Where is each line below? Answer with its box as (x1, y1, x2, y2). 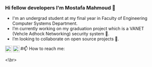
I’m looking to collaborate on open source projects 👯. (12, 36, 119, 42)
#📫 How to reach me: (20, 46, 65, 51)
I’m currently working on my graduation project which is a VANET (12, 26, 144, 32)
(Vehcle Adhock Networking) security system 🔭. (12, 31, 109, 37)
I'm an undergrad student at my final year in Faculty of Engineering (12, 16, 148, 21)
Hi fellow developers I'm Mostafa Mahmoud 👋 (5, 4, 116, 11)
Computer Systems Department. (12, 20, 77, 26)
